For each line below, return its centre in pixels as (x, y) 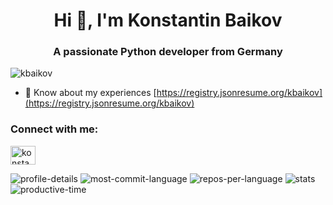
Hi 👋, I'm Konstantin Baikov (168, 20)
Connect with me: (54, 129)
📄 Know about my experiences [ (90, 93)
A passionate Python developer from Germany (168, 52)
